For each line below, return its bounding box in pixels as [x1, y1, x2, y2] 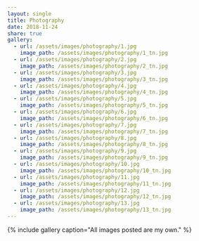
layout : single [7, 10, 52, 18]
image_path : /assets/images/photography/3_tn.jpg [20, 75, 169, 83]
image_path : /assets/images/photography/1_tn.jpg [20, 50, 169, 57]
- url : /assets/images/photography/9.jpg [13, 148, 137, 155]
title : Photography [7, 17, 65, 24]
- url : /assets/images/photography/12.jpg [13, 187, 140, 194]
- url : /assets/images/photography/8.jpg [13, 134, 137, 141]
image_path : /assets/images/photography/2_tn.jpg [20, 63, 169, 70]
